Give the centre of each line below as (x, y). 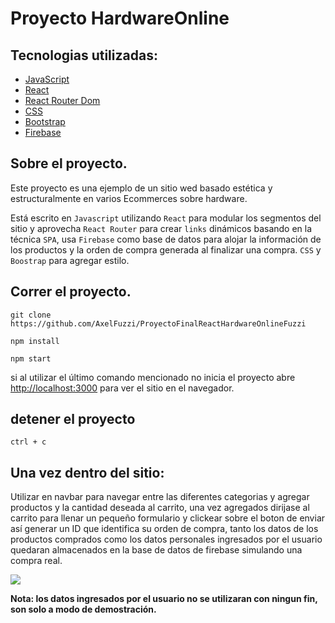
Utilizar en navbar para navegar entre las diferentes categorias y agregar (160, 497)
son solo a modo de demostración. (83, 609)
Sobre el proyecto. (69, 163)
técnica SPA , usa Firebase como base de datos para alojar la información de (166, 239)
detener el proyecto (73, 419)
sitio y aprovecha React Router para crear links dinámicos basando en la (161, 228)
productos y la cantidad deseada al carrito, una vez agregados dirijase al (160, 508)
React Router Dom (62, 100)
